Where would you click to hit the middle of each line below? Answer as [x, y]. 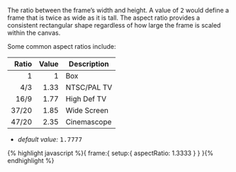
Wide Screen [87, 110]
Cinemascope [89, 122]
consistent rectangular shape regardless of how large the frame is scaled [114, 25]
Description [89, 64]
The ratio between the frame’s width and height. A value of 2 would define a [118, 10]
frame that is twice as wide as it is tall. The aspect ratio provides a [104, 18]
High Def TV [86, 99]
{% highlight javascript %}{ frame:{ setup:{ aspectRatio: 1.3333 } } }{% [111, 153]
